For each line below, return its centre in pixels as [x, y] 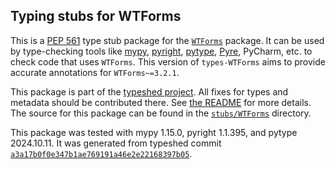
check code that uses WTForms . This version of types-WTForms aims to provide [168, 61]
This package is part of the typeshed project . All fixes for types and [149, 91]
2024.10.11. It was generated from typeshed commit [116, 143]
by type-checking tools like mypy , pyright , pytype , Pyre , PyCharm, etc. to [161, 51]
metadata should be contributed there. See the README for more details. [161, 102]
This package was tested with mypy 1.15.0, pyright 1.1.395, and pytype [154, 132]
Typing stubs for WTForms [96, 16]
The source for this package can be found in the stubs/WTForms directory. [161, 113]
